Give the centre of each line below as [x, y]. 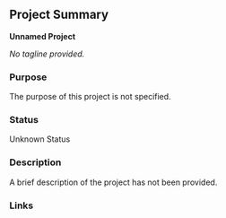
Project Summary [59, 15]
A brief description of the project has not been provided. [113, 182]
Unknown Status [40, 139]
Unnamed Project [43, 36]
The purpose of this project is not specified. [91, 97]
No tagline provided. [47, 54]
